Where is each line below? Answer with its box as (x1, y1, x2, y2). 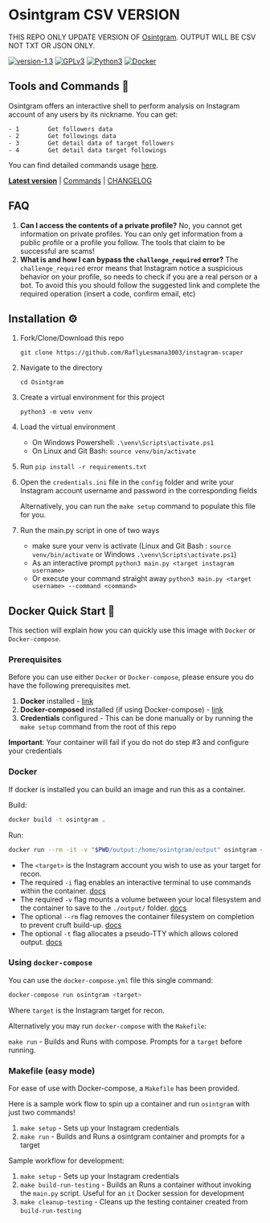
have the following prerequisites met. (8, 681, 131, 690)
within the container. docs (19, 886, 106, 895)
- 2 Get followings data (8, 132, 117, 140)
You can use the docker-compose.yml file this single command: (8, 975, 214, 985)
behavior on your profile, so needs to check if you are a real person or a (19, 272, 259, 281)
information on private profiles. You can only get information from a (19, 229, 243, 239)
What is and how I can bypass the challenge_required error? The (19, 255, 239, 264)
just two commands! (8, 1107, 76, 1117)
